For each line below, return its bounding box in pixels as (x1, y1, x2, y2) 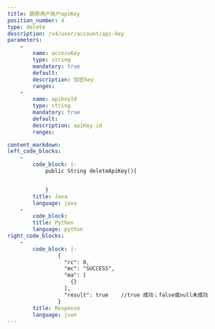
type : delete (7, 23, 46, 30)
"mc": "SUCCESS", (63, 265, 115, 273)
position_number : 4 (7, 17, 65, 24)
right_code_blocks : (7, 232, 65, 239)
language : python (32, 226, 83, 233)
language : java (32, 199, 78, 207)
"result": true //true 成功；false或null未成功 (63, 291, 209, 299)
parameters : (7, 37, 42, 44)
